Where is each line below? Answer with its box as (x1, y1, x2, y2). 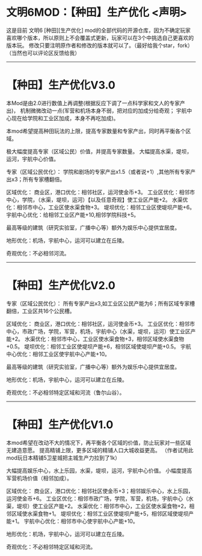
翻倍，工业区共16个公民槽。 (6, 307, 75, 315)
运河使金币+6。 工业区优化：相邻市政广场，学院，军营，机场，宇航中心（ (6, 494, 188, 502)
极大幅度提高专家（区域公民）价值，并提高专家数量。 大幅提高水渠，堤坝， (6, 147, 192, 155)
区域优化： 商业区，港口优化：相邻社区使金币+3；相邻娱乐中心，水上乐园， (6, 487, 194, 494)
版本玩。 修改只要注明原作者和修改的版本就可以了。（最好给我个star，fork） (6, 42, 194, 49)
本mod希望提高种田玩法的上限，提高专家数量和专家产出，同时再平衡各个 (6, 127, 186, 135)
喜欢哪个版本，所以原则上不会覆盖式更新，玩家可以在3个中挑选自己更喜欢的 (6, 34, 194, 41)
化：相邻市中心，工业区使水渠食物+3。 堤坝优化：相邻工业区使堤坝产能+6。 (6, 203, 195, 211)
